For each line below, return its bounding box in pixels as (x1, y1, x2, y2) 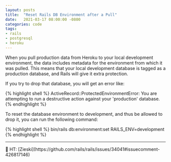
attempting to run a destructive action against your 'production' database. (5, 95, 160, 102)
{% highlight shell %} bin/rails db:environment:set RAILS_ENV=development (5, 126, 164, 132)
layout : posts (5, 7, 36, 13)
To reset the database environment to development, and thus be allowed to (5, 111, 163, 117)
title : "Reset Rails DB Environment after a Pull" (5, 12, 117, 17)
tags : (5, 26, 17, 31)
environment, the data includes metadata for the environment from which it (5, 59, 163, 66)
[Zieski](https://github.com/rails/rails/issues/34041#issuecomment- (17, 146, 160, 152)
